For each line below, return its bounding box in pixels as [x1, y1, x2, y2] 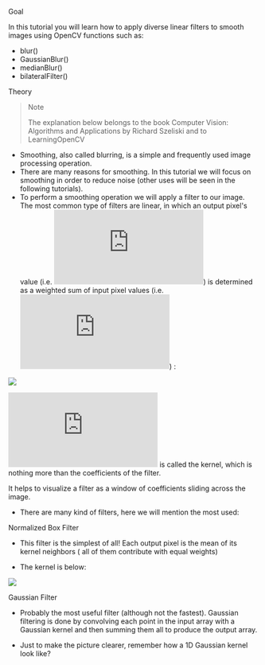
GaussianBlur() [19, 55, 69, 64]
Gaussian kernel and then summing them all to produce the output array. [19, 625, 258, 634]
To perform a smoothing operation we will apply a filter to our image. [19, 193, 245, 201]
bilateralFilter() [19, 72, 68, 80]
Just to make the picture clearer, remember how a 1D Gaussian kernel [19, 640, 248, 650]
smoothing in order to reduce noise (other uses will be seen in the [19, 175, 236, 185]
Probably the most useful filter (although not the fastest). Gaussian [19, 608, 239, 617]
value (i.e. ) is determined [19, 277, 253, 286]
